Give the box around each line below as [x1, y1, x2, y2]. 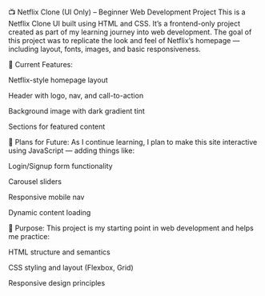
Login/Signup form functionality [8, 162, 114, 170]
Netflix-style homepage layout [8, 75, 108, 85]
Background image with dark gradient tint [8, 106, 146, 115]
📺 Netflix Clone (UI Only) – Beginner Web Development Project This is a [8, 7, 246, 17]
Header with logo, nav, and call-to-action [8, 91, 144, 100]
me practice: [8, 232, 50, 241]
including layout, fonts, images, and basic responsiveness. [8, 44, 202, 54]
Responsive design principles [8, 278, 106, 287]
